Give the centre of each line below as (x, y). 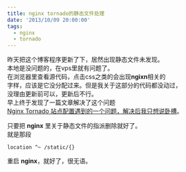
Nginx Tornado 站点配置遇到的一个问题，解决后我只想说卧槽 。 (95, 111)
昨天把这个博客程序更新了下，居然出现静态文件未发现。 (85, 60)
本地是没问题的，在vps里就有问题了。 (60, 68)
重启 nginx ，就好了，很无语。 (49, 161)
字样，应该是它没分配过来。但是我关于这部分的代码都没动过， (94, 85)
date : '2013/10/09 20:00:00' (49, 20)
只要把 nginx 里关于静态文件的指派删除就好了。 (74, 126)
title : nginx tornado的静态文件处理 (56, 13)
